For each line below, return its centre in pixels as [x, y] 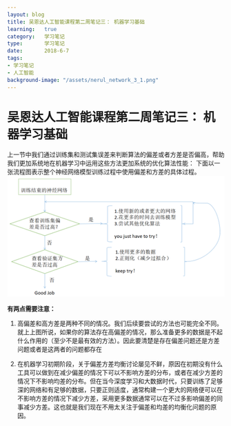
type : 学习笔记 [36, 44]
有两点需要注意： [31, 308]
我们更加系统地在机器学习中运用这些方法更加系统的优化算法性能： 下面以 [111, 163]
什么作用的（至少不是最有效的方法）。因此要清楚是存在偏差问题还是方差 [118, 341]
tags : [15, 59]
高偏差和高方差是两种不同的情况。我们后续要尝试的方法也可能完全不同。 [120, 323]
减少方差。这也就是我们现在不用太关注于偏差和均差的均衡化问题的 [117, 407]
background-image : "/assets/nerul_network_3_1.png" [83, 80]
